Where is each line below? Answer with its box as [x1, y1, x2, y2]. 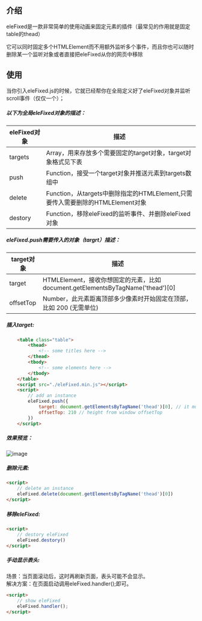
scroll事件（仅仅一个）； [6, 94, 65, 102]
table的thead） [6, 30, 44, 37]
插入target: [6, 321, 35, 329]
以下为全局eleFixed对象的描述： [6, 109, 86, 117]
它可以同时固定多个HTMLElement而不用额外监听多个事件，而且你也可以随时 [6, 43, 194, 50]
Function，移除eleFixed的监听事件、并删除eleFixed [46, 209, 191, 218]
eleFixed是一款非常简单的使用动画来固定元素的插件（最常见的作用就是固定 [6, 23, 191, 30]
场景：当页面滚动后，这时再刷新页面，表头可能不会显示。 [6, 573, 148, 580]
